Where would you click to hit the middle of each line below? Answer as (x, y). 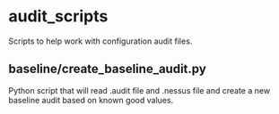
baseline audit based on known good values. (91, 100)
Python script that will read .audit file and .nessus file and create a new (139, 90)
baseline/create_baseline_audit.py (108, 69)
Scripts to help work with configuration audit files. (100, 41)
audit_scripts (58, 16)
